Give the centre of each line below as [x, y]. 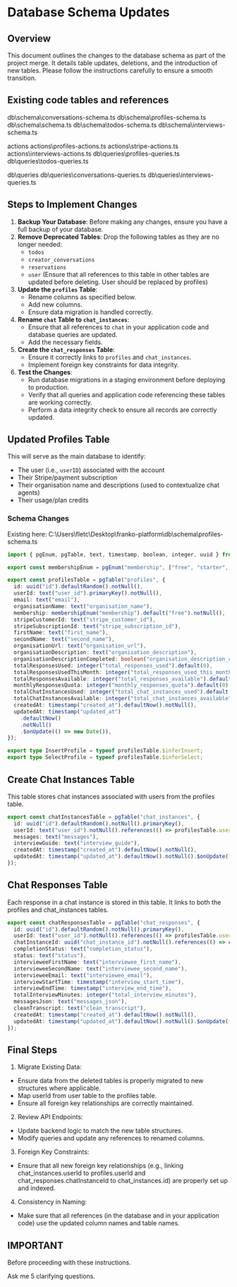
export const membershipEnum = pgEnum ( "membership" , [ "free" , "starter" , [118, 567]
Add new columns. [55, 304]
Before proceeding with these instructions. [69, 1263]
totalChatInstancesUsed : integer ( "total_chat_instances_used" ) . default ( [123, 692]
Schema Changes [38, 519]
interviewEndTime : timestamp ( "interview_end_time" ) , [93, 988]
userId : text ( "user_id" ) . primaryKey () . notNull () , [88, 593]
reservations [47, 267]
